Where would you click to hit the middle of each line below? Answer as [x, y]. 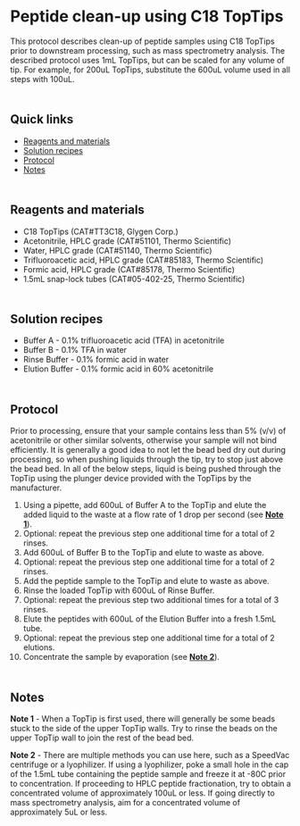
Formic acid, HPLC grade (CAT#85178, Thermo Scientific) [129, 269]
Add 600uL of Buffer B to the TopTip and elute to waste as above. [143, 553]
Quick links [42, 119]
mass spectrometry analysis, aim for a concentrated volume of [125, 802]
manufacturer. [36, 488]
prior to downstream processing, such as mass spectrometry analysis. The [148, 50]
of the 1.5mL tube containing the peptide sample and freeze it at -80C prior [148, 774]
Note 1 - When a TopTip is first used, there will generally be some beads [143, 719]
